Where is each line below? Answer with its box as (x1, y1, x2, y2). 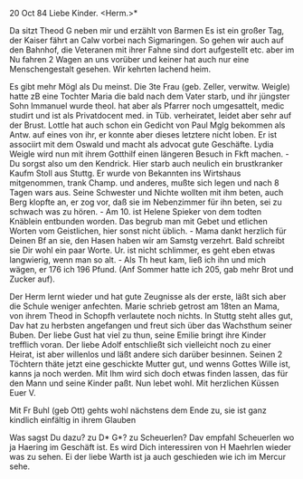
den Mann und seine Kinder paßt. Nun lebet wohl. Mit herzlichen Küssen (9, 378, 279, 388)
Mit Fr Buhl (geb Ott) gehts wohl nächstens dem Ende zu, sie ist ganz (9, 405, 267, 416)
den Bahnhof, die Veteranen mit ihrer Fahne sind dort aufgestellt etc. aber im (9, 44, 295, 55)
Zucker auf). (9, 273, 56, 284)
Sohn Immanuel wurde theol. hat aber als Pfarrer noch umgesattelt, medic (9, 101, 285, 111)
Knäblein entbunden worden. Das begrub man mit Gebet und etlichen (9, 216, 269, 226)
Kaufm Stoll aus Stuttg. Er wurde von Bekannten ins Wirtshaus (9, 168, 241, 178)
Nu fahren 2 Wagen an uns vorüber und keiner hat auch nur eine (9, 54, 250, 64)
